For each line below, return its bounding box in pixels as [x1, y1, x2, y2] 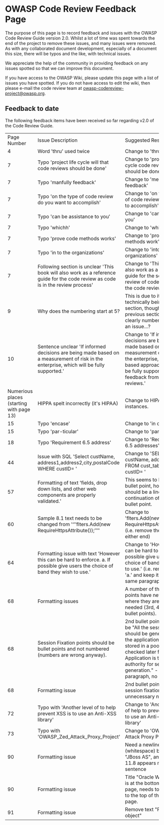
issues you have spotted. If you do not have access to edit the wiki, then [5, 80, 150, 86]
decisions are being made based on [37, 349, 120, 356]
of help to [125, 707, 147, 714]
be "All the [125, 624, 149, 631]
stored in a [125, 642, 149, 649]
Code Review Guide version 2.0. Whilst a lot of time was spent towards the [5, 35, 155, 41]
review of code [125, 278, 160, 285]
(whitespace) [125, 747, 156, 754]
